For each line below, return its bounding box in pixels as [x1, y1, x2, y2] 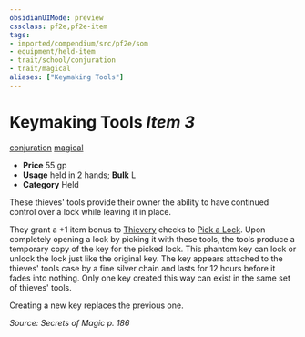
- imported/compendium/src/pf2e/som [9, 38, 148, 48]
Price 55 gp [22, 159, 67, 170]
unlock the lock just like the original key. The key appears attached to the [9, 252, 284, 264]
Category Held [22, 179, 79, 189]
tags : [9, 30, 30, 39]
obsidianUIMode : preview [9, 13, 104, 23]
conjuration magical [9, 142, 84, 153]
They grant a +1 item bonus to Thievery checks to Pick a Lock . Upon [9, 224, 266, 235]
